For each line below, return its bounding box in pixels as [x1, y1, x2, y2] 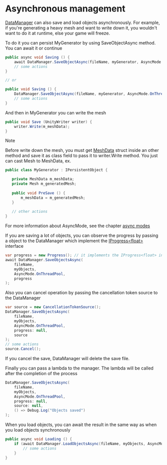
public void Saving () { [5, 87, 57, 92]
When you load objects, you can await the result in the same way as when [5, 422, 157, 428]
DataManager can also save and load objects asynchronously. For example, [5, 19, 160, 25]
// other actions [11, 209, 48, 214]
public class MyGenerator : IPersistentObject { [5, 168, 108, 173]
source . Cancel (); [5, 347, 41, 352]
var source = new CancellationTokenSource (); [5, 305, 101, 310]
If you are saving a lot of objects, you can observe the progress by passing [5, 233, 159, 239]
